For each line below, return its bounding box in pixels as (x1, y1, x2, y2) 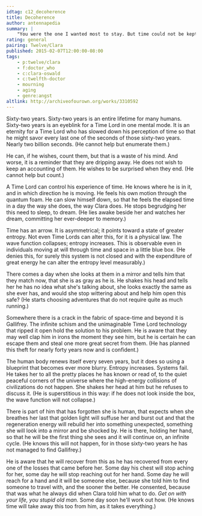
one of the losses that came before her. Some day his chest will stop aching (6, 464, 194, 471)
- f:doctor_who (17, 64, 55, 71)
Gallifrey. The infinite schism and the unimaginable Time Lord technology (6, 320, 188, 328)
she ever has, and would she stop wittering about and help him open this (6, 290, 186, 297)
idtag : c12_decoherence (6, 8, 66, 15)
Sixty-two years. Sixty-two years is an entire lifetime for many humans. (6, 115, 182, 122)
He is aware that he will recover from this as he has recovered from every (6, 458, 188, 465)
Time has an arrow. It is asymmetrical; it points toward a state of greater (6, 226, 185, 234)
